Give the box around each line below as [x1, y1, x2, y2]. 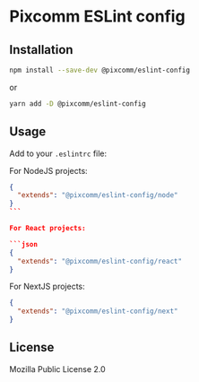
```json [9, 239, 39, 248]
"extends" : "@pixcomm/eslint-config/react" [17, 256, 182, 265]
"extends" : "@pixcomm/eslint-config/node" [17, 191, 178, 200]
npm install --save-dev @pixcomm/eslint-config [9, 65, 191, 74]
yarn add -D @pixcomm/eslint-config [9, 99, 146, 109]
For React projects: [9, 224, 87, 233]
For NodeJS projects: [9, 165, 88, 176]
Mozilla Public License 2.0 [9, 363, 106, 374]
